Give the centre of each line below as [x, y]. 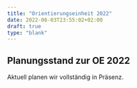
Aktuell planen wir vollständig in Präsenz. [65, 77]
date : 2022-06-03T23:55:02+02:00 [55, 20]
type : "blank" [28, 33]
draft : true [24, 26]
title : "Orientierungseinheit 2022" [60, 13]
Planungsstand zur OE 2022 [69, 60]
